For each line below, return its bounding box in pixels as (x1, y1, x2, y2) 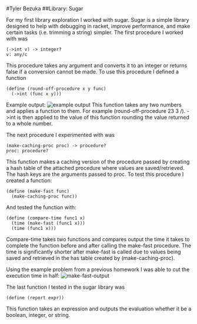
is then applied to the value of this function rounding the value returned (16, 114, 190, 121)
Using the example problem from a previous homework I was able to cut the (6, 266, 190, 273)
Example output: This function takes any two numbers (6, 101, 182, 108)
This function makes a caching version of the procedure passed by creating (6, 158, 190, 165)
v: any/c (6, 52, 28, 58)
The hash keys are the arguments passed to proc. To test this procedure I (6, 171, 184, 178)
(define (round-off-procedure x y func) (6, 86, 107, 92)
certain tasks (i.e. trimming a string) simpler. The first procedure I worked (6, 29, 183, 36)
